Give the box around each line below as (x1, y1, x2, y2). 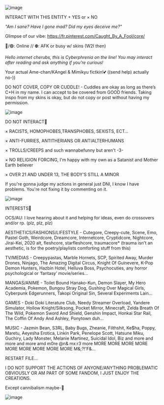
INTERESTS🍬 (5, 205, 32, 211)
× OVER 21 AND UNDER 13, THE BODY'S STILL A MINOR (5, 172, 119, 177)
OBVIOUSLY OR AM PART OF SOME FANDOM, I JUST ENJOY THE (5, 370, 139, 376)
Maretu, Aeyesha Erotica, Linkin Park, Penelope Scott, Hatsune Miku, (5, 330, 145, 336)
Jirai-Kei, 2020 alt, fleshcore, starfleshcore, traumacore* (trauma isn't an (5, 240, 153, 245)
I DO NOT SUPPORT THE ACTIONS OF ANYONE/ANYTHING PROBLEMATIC (5, 365, 158, 371)
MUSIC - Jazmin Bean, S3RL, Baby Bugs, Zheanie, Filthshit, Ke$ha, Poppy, (5, 325, 156, 331)
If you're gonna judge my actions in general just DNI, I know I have (5, 181, 139, 187)
